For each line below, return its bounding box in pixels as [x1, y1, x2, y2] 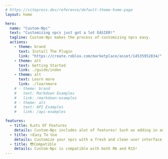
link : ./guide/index [18, 67, 61, 72]
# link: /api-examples [14, 109, 66, 114]
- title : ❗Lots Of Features [9, 123, 67, 128]
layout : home [5, 12, 32, 17]
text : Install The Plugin [18, 48, 72, 54]
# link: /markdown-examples [14, 95, 77, 100]
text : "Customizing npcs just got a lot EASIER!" [9, 30, 115, 35]
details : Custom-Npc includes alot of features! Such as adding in [14, 127, 157, 132]
